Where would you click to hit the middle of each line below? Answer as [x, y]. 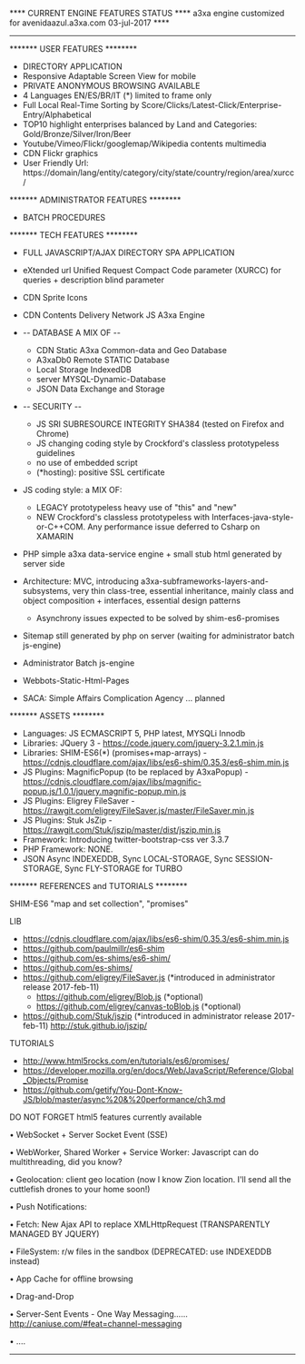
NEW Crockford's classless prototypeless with [123, 517]
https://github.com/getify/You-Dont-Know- [103, 1090]
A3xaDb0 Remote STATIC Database [103, 360]
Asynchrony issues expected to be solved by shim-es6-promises [157, 618]
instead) [25, 1261]
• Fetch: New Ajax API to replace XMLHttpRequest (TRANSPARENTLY [140, 1224]
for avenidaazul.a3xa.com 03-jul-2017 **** [89, 23]
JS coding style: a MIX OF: [72, 490]
